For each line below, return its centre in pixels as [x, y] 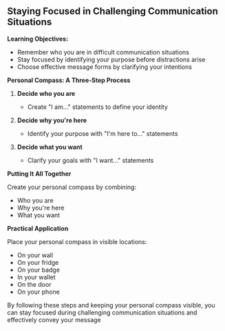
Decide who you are [46, 93]
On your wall [35, 255]
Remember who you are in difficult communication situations [103, 52]
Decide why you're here [52, 120]
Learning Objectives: [38, 39]
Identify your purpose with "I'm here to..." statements [103, 133]
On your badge [39, 270]
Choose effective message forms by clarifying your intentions [105, 67]
